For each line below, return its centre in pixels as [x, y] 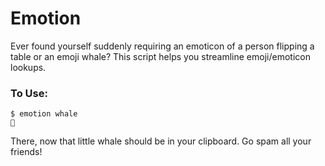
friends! [26, 152]
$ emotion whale [44, 114]
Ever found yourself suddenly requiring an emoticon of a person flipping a [162, 46]
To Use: [29, 93]
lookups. [28, 67]
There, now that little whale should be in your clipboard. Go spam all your [161, 141]
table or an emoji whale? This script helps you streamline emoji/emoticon [160, 56]
